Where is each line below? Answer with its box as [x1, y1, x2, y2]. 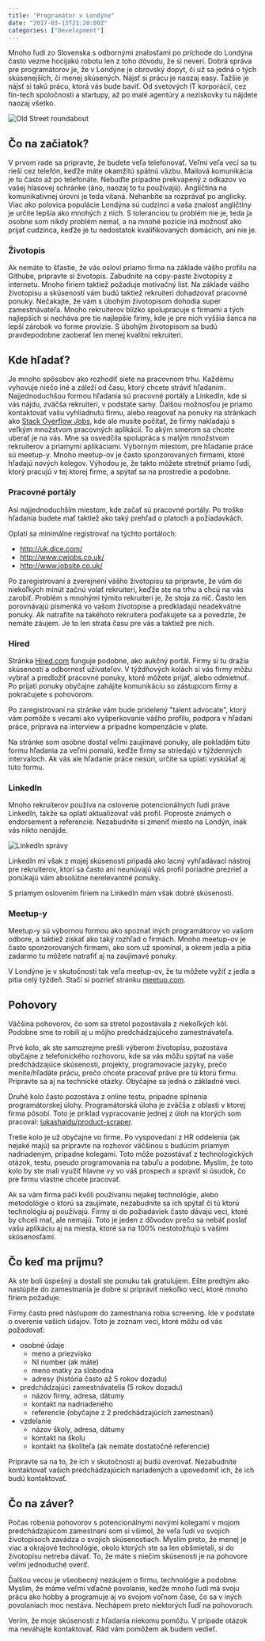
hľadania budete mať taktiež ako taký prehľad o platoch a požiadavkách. [8, 513, 244, 523]
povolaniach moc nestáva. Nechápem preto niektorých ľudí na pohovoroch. [8, 1600, 255, 1609]
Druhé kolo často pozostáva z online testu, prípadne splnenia [8, 1092, 208, 1101]
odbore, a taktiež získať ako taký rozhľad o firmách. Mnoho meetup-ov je [8, 934, 247, 944]
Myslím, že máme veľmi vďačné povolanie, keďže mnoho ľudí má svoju [8, 1583, 240, 1593]
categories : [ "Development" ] [8, 26, 104, 34]
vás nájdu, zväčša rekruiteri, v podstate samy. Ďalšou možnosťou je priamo [8, 399, 253, 409]
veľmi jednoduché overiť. [8, 1559, 90, 1569]
